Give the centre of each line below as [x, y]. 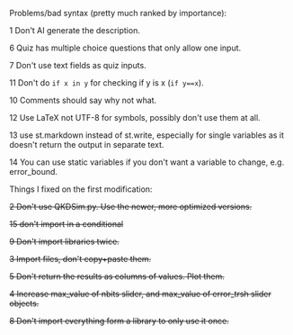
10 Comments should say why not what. [83, 100]
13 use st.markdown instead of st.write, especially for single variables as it [147, 135]
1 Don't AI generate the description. [75, 30]
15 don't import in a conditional [67, 224]
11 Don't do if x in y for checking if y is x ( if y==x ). [107, 83]
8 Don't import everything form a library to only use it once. [119, 321]
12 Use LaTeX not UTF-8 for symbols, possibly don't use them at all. [135, 118]
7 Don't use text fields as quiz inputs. [78, 65]
